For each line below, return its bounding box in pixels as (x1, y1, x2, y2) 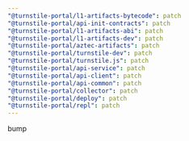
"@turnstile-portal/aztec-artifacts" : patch (7, 42, 160, 50)
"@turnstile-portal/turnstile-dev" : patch (7, 49, 153, 57)
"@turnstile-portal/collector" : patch (7, 86, 138, 95)
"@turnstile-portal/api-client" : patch (7, 72, 142, 80)
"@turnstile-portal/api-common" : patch (7, 79, 142, 87)
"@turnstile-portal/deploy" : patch (7, 94, 128, 102)
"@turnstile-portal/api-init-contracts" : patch (7, 19, 171, 27)
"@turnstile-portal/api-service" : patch (7, 64, 146, 73)
